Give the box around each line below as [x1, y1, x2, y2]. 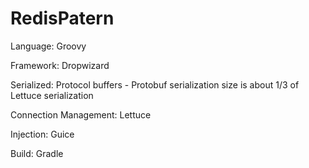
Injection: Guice [10, 128, 75, 140]
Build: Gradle [10, 147, 64, 159]
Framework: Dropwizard [10, 59, 110, 71]
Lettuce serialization [10, 89, 94, 101]
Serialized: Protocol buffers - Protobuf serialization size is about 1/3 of [10, 78, 300, 91]
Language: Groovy [10, 40, 87, 52]
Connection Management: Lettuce [10, 108, 152, 121]
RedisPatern [10, 7, 115, 30]
